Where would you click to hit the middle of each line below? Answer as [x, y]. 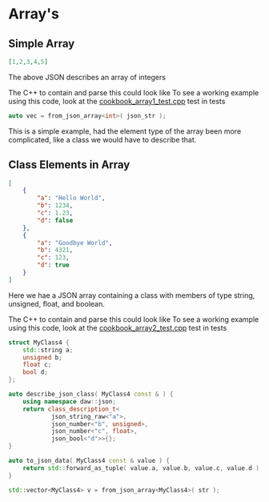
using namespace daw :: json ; [69, 401]
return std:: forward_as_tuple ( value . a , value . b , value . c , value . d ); [143, 468]
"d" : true [53, 265]
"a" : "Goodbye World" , [75, 243]
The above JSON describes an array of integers [87, 77]
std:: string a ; [48, 350]
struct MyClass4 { [39, 342]
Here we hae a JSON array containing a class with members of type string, [132, 295]
